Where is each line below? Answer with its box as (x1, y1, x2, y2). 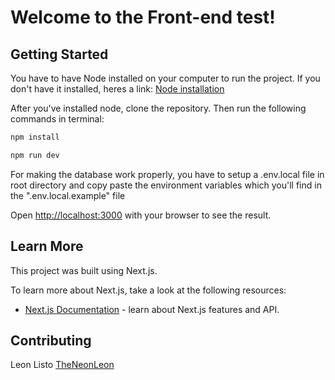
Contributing (10, 332, 92, 349)
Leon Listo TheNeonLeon (10, 359, 115, 371)
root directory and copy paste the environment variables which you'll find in (10, 179, 322, 191)
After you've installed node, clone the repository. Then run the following (10, 102, 307, 114)
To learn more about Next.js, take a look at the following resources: (10, 284, 287, 296)
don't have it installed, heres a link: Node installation (10, 83, 225, 95)
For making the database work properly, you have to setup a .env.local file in (10, 168, 325, 180)
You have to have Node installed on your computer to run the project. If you (10, 72, 321, 84)
